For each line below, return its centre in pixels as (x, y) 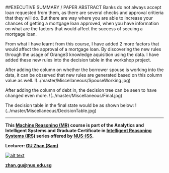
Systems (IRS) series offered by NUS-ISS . (50, 136)
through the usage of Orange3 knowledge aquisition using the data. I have (82, 54)
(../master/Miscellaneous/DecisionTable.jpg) (51, 111)
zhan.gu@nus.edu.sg (28, 165)
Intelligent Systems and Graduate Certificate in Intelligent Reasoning (78, 130)
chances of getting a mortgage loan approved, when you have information (82, 23)
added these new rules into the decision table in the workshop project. (78, 60)
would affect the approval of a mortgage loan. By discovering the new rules (83, 49)
